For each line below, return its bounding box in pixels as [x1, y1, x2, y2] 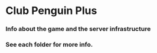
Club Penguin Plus [5, 4, 97, 17]
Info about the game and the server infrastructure [5, 25, 151, 33]
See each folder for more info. [5, 41, 93, 49]
